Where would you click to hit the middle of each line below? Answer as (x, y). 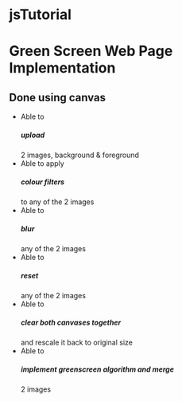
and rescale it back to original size (77, 343)
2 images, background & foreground (80, 155)
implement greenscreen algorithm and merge (97, 369)
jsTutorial (41, 15)
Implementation (62, 68)
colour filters (43, 182)
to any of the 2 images (57, 202)
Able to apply (42, 164)
